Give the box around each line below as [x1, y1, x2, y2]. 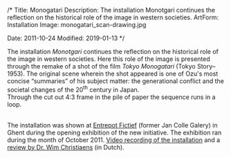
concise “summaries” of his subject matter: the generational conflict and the [7, 77, 225, 85]
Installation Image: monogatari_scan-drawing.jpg [7, 21, 147, 28]
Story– [196, 62, 216, 70]
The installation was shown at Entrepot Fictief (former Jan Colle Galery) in [7, 121, 218, 129]
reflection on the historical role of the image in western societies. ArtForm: [7, 13, 219, 21]
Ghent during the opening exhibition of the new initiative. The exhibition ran [7, 128, 222, 137]
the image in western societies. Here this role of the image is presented [7, 55, 211, 63]
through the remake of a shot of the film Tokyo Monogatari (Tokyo [7, 62, 196, 70]
